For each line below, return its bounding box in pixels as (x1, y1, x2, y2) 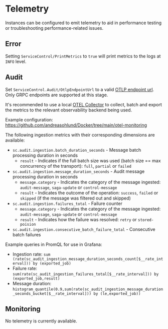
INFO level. (5, 58, 27, 64)
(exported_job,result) (12, 276, 60, 281)
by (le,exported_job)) (93, 291, 141, 296)
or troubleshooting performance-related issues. (5, 25, 104, 31)
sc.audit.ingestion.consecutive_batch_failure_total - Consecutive (12, 226, 155, 232)
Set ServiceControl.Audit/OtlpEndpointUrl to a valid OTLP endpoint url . (5, 86, 154, 92)
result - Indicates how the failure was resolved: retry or (20, 216, 137, 222)
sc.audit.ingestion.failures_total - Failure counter (12, 200, 123, 207)
